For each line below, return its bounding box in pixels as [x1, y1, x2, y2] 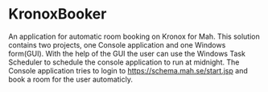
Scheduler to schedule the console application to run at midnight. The [8, 57, 240, 67]
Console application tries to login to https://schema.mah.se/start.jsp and [8, 65, 248, 75]
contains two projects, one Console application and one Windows [8, 40, 226, 49]
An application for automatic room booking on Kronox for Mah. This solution [8, 31, 260, 41]
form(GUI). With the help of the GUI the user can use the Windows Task [8, 48, 245, 58]
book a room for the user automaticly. [8, 74, 133, 84]
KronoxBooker [8, 5, 107, 23]
